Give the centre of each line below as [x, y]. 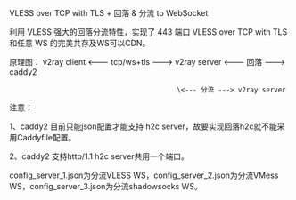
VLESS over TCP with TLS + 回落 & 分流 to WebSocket [109, 13]
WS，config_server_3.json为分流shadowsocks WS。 [106, 186]
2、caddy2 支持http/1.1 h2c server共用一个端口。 [99, 156]
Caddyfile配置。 [46, 137]
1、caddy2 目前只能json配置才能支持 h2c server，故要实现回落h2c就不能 [144, 126]
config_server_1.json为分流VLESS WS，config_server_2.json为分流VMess [144, 175]
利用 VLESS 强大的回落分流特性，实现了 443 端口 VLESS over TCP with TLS [148, 32]
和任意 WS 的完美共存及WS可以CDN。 [80, 43]
